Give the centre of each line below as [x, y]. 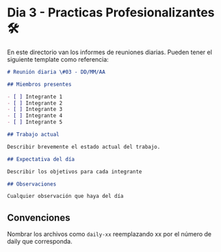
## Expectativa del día [41, 159]
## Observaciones [32, 184]
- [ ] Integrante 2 [35, 103]
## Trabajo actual [33, 135]
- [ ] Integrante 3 [35, 110]
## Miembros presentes [39, 84]
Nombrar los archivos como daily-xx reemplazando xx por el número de [109, 234]
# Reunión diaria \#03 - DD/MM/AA [56, 72]
